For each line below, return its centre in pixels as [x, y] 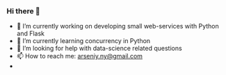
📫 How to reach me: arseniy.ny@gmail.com [80, 56]
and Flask [31, 33]
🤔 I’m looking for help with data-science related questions [99, 49]
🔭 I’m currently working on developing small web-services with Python [118, 26]
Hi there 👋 [24, 11]
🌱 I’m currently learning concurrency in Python [83, 41]
